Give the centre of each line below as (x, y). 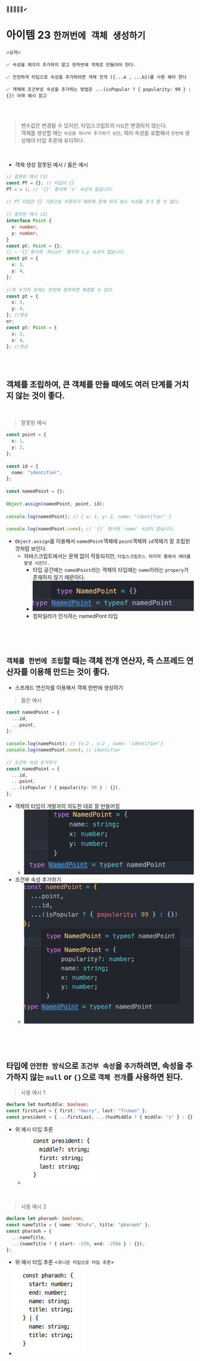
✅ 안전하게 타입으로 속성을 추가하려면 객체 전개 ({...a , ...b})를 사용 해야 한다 (96, 77)
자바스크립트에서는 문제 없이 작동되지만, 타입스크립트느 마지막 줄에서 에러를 (107, 556)
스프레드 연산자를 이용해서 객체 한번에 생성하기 (69, 687)
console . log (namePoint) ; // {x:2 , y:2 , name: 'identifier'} (85, 744)
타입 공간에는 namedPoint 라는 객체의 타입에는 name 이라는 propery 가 (111, 570)
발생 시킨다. (37, 564)
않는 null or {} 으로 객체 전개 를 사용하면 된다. (106, 1077)
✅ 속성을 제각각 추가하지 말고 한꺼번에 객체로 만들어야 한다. (71, 65)
